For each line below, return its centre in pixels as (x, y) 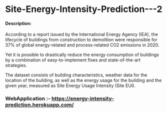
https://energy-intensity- (83, 98)
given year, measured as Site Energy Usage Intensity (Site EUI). (70, 85)
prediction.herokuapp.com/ (39, 105)
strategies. (16, 65)
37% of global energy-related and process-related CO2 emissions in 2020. (82, 45)
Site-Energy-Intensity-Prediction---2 (84, 9)
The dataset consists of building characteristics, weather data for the (76, 75)
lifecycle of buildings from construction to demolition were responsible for (81, 40)
